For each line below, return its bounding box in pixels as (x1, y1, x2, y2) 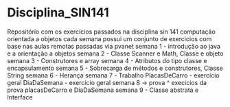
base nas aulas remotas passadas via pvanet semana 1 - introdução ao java (7, 42, 221, 50)
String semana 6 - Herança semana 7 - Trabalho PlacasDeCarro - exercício (7, 71, 220, 80)
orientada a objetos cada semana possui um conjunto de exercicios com (7, 34, 212, 43)
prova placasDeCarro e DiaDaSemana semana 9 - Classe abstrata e (7, 86, 199, 94)
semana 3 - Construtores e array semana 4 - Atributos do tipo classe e (7, 56, 207, 64)
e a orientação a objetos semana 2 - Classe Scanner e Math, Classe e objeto (7, 49, 224, 58)
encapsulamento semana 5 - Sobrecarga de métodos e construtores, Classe (7, 64, 223, 72)
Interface (7, 93, 33, 101)
